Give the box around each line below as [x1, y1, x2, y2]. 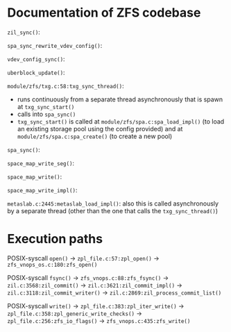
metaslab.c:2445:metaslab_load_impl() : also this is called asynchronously [7, 199, 219, 208]
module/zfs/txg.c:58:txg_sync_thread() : [7, 81, 124, 90]
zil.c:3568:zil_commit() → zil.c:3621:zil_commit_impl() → [7, 281, 182, 289]
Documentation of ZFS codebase [7, 5, 201, 21]
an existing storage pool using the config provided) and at [17, 124, 183, 133]
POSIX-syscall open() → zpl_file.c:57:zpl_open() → [7, 254, 160, 262]
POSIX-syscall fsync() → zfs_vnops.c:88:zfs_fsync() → [7, 273, 169, 282]
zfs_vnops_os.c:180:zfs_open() [7, 261, 98, 268]
